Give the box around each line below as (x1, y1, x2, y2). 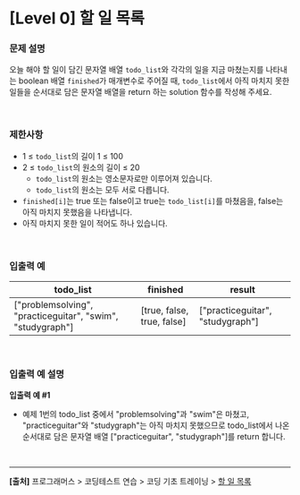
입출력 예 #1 (9, 390, 51, 401)
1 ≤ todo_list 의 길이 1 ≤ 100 (21, 150, 123, 161)
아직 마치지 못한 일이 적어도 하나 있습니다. (21, 218, 168, 228)
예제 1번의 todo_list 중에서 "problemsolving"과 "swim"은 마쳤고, (21, 409, 250, 420)
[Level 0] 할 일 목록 (9, 8, 146, 29)
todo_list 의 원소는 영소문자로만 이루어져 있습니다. (35, 173, 212, 183)
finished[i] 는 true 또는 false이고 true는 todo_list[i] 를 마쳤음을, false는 (21, 195, 284, 206)
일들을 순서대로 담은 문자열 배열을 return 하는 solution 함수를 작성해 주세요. (9, 87, 272, 98)
